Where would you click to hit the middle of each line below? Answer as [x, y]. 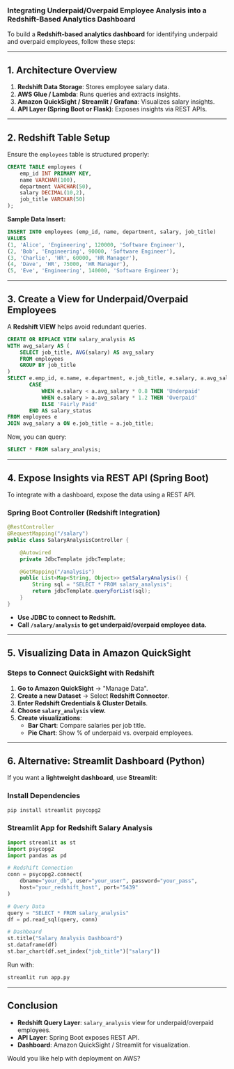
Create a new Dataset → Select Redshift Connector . [93, 696]
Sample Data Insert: [37, 219]
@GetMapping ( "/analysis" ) [57, 572]
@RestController [31, 527]
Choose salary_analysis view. [62, 710]
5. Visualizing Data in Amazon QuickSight [99, 653]
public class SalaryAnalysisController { [68, 540]
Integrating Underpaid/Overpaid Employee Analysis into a [107, 10]
